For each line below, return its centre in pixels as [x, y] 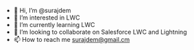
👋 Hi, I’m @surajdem [42, 10]
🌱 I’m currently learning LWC [54, 25]
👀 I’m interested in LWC [47, 18]
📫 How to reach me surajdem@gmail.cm [72, 40]
